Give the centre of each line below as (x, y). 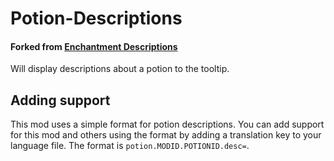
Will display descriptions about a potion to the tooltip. (120, 69)
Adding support (60, 100)
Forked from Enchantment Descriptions (94, 46)
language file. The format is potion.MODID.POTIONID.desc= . (130, 146)
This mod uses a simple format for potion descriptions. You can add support (167, 124)
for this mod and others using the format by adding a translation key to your (166, 135)
